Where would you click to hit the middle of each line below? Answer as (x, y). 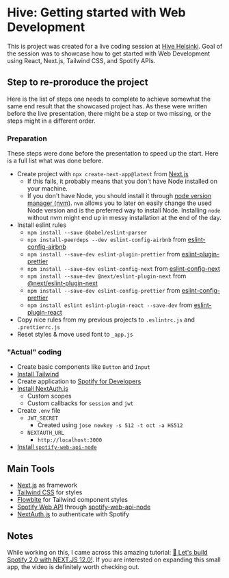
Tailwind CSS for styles (50, 492)
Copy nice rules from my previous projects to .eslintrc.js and (106, 320)
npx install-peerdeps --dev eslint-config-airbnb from (107, 240)
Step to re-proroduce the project (78, 83)
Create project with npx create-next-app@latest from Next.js (103, 174)
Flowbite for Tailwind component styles (72, 500)
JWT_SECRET (43, 419)
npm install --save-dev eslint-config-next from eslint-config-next (124, 269)
